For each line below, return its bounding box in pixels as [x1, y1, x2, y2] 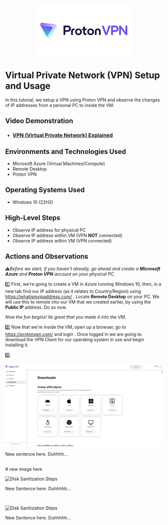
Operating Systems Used [5, 186, 85, 194]
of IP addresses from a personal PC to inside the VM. [5, 102, 114, 108]
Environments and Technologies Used [5, 147, 126, 156]
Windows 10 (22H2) [12, 199, 53, 205]
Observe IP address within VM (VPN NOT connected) [12, 232, 122, 238]
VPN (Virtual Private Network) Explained [12, 132, 113, 139]
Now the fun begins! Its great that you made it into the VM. [5, 314, 126, 320]
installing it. [5, 342, 29, 348]
